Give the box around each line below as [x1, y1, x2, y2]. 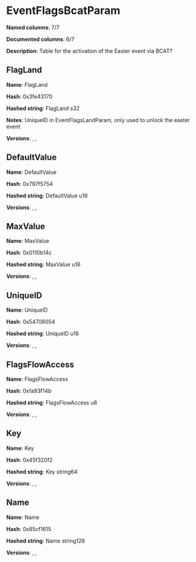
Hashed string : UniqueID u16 [6, 330, 79, 337]
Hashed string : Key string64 [6, 468, 78, 475]
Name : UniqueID [6, 306, 48, 314]
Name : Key [6, 444, 35, 451]
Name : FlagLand [6, 81, 48, 88]
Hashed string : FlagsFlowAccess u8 [6, 399, 97, 406]
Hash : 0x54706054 [6, 318, 56, 326]
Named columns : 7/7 [6, 24, 59, 31]
